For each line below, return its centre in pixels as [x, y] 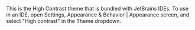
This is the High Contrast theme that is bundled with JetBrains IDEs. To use [97, 9]
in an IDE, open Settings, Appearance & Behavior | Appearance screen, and [98, 15]
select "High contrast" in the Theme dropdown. [64, 21]
